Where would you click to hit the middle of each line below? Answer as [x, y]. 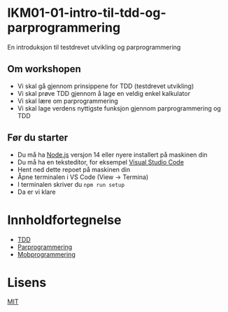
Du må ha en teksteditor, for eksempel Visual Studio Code [100, 162]
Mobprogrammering [46, 254]
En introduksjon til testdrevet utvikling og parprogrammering [94, 47]
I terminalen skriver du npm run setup [71, 184]
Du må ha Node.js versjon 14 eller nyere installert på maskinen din [112, 155]
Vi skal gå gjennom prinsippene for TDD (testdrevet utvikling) [106, 86]
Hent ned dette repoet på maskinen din [74, 169]
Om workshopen [44, 69]
